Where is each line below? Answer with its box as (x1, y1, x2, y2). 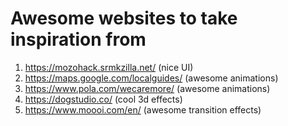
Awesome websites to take (10, 7, 238, 30)
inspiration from (10, 28, 147, 51)
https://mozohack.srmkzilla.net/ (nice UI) (24, 61, 194, 73)
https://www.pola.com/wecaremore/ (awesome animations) (24, 82, 271, 94)
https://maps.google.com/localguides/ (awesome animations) (24, 72, 279, 84)
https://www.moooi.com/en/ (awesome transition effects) (24, 103, 262, 116)
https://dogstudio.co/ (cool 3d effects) (24, 93, 183, 105)
